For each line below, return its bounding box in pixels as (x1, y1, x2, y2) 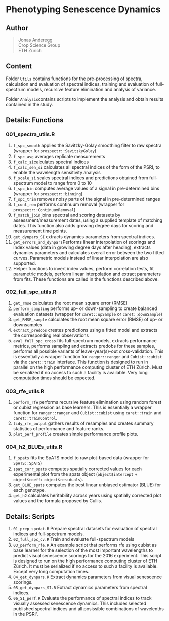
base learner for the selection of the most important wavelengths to (13, 547, 153, 553)
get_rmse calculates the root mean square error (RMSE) (13, 300, 128, 306)
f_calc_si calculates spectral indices (13, 159, 89, 165)
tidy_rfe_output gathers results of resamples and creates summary (13, 420, 154, 426)
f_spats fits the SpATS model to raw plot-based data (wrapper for (13, 455, 149, 461)
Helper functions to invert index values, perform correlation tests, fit (13, 265, 154, 271)
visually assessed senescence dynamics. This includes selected (13, 600, 146, 607)
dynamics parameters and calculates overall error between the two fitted (13, 249, 164, 255)
